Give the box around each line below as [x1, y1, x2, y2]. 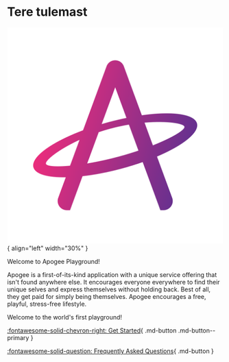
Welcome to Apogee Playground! [7, 257, 101, 265]
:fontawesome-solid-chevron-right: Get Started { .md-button [7, 326, 177, 335]
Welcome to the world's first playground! [7, 313, 122, 321]
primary [7, 333, 29, 341]
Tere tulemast [7, 4, 88, 20]
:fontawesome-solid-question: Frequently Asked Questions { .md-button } [7, 347, 215, 355]
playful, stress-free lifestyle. [7, 300, 87, 308]
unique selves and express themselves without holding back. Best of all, [7, 285, 211, 293]
